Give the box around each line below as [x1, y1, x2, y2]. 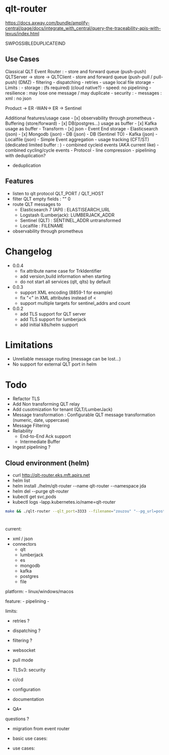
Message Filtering [12, 423, 50, 429]
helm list [12, 477, 30, 483]
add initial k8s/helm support [20, 322, 78, 328]
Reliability [12, 428, 33, 434]
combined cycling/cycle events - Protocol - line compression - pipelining [5, 147, 156, 153]
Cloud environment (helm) [5, 459, 90, 467]
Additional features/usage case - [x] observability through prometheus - [5, 115, 155, 121]
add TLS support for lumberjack [20, 316, 87, 322]
